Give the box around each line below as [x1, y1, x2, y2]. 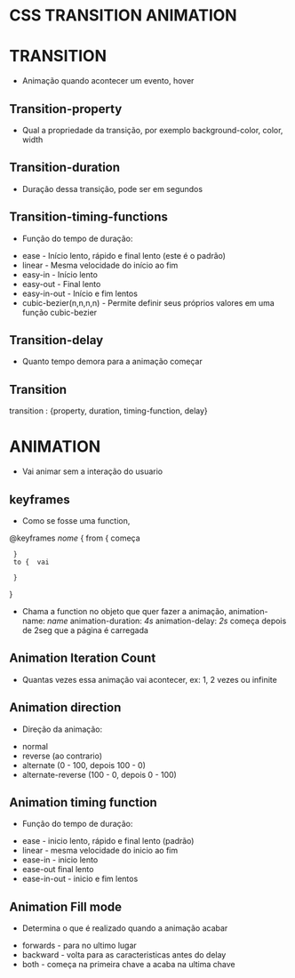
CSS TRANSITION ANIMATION [9, 5, 237, 26]
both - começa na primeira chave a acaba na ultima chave [21, 959, 235, 970]
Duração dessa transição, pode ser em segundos [21, 183, 203, 194]
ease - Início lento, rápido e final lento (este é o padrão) [21, 250, 227, 261]
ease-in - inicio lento [21, 854, 99, 865]
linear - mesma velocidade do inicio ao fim [21, 846, 179, 856]
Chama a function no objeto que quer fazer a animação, [21, 605, 227, 616]
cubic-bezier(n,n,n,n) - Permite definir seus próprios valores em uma [21, 297, 275, 308]
